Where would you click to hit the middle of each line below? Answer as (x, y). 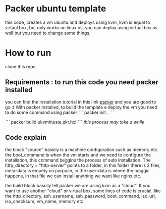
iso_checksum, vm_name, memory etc (44, 201)
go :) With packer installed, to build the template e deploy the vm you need (81, 107)
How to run (28, 53)
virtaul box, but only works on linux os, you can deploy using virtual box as (81, 27)
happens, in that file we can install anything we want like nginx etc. (73, 176)
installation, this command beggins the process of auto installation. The (78, 160)
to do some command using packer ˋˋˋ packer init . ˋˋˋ (60, 112)
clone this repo (20, 66)
